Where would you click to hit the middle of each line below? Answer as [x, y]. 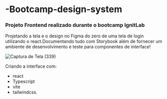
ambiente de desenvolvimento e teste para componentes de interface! [78, 47]
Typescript [24, 81]
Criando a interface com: [31, 66]
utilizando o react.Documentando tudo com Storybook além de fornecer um [84, 41]
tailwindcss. [25, 92]
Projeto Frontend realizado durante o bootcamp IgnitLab [75, 25]
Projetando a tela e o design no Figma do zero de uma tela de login [75, 36]
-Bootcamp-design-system [64, 9]
